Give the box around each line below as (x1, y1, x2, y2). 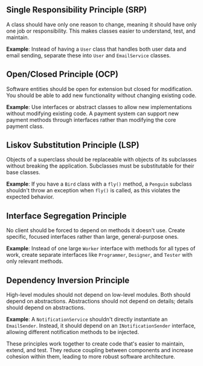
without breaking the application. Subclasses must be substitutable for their (6, 162, 195, 169)
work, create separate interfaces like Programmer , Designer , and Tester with (6, 251, 193, 259)
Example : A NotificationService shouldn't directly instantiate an (6, 316, 168, 323)
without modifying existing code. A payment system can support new (6, 110, 179, 117)
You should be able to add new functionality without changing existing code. (6, 92, 197, 99)
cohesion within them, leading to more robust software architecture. (6, 353, 175, 361)
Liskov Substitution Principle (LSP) (6, 140, 140, 150)
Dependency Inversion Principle (6, 275, 130, 285)
